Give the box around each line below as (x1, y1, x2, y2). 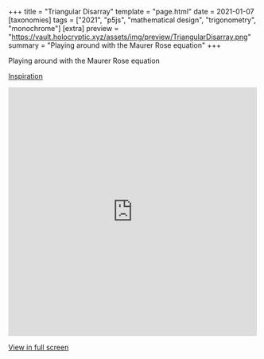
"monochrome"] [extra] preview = (8, 24, 119, 33)
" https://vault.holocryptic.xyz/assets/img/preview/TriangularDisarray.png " (8, 32, 252, 41)
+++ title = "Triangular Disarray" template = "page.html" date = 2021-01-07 (8, 7, 254, 16)
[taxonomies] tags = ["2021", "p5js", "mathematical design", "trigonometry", (8, 15, 257, 25)
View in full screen (8, 342, 69, 352)
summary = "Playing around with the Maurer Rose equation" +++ (8, 41, 221, 50)
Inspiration (8, 72, 44, 80)
